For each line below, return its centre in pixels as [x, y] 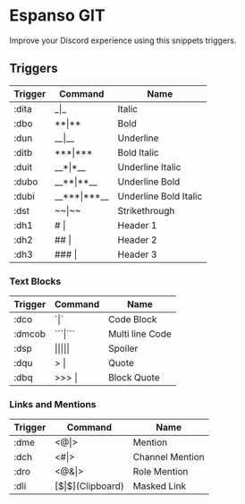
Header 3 [137, 254]
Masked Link [160, 486]
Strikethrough [146, 210]
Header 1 [137, 225]
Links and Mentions [53, 404]
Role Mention [161, 472]
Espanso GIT [57, 16]
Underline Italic [149, 167]
